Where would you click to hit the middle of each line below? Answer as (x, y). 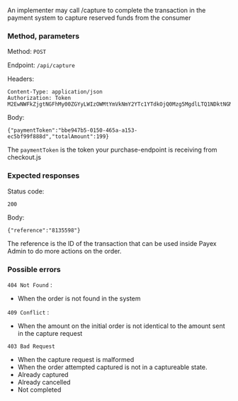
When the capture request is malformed (76, 359)
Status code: (26, 191)
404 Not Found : (30, 284)
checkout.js (24, 157)
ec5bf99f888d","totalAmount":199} (58, 137)
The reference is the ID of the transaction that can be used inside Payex (112, 243)
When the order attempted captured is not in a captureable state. (112, 367)
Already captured (43, 374)
